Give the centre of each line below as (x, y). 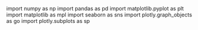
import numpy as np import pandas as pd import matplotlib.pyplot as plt (95, 9)
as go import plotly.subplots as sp (48, 21)
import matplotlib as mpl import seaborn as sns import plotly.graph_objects (99, 15)
